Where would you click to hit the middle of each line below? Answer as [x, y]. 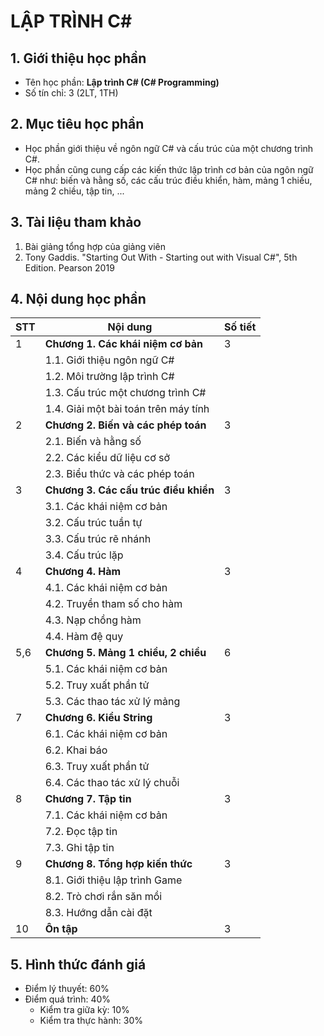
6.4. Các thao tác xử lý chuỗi [112, 783]
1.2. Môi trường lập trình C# [109, 377]
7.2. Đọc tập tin [81, 832]
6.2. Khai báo [76, 750]
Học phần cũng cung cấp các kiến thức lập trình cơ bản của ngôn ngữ [169, 169]
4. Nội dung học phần [78, 299]
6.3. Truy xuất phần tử [97, 767]
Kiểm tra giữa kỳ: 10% [84, 1010]
